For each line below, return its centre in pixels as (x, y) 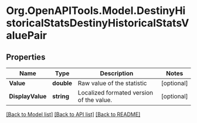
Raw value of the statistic (112, 83)
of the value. (95, 100)
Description (117, 73)
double (62, 83)
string (61, 96)
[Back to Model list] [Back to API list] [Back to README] (73, 114)
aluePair (26, 36)
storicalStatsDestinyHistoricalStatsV (98, 23)
